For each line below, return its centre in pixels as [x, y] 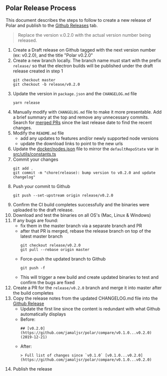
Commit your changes [36, 159]
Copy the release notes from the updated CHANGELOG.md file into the [85, 298]
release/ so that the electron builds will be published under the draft [83, 65]
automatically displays [43, 314]
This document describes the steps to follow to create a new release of [79, 20]
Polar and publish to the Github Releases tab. [52, 25]
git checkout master [34, 80]
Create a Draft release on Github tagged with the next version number [84, 50]
